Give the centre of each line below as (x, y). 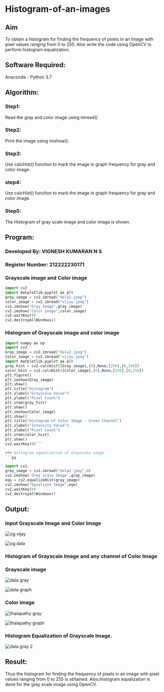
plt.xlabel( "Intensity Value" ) (37, 426)
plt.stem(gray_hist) (26, 402)
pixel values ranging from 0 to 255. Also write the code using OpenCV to (78, 44)
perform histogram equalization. (38, 50)
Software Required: (35, 65)
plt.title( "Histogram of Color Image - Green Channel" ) (63, 421)
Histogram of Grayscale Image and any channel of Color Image (81, 556)
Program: (20, 237)
